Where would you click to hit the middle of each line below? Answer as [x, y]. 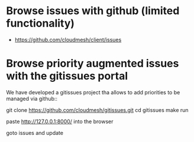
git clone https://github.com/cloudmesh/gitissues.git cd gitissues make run [97, 110]
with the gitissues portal [67, 76]
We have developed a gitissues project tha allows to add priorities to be [93, 92]
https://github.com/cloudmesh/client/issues [68, 39]
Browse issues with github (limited [93, 11]
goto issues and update [35, 133]
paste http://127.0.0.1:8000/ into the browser [60, 121]
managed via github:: [32, 98]
